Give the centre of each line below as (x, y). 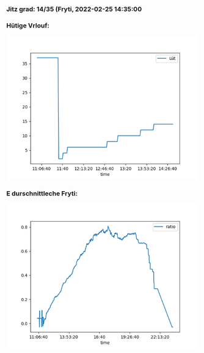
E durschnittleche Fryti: (42, 194)
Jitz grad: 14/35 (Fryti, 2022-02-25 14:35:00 (74, 9)
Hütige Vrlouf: (28, 25)
